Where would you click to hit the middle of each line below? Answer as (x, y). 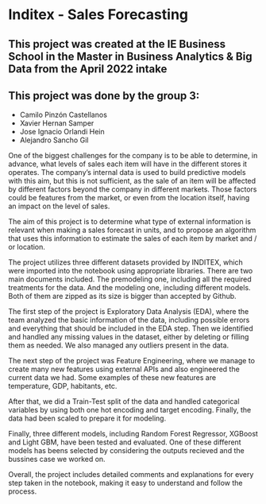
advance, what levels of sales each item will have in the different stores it (128, 164)
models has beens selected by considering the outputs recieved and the (126, 451)
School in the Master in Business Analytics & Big (130, 56)
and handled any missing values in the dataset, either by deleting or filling (129, 337)
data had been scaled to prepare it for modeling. (87, 418)
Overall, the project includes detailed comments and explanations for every (131, 475)
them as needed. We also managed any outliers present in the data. (119, 345)
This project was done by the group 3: (104, 96)
